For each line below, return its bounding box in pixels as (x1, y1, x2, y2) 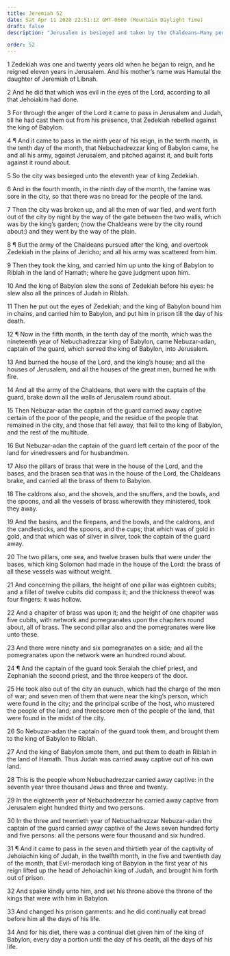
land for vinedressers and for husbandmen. (7, 449, 129, 457)
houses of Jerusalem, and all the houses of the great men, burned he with (7, 365, 216, 373)
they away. (7, 504, 38, 513)
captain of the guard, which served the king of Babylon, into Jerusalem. (7, 345, 209, 353)
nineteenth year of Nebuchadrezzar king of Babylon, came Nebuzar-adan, (7, 337, 217, 346)
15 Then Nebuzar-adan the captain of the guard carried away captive (7, 406, 202, 415)
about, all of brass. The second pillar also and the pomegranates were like (7, 623, 216, 631)
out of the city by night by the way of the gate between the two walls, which (7, 213, 221, 221)
